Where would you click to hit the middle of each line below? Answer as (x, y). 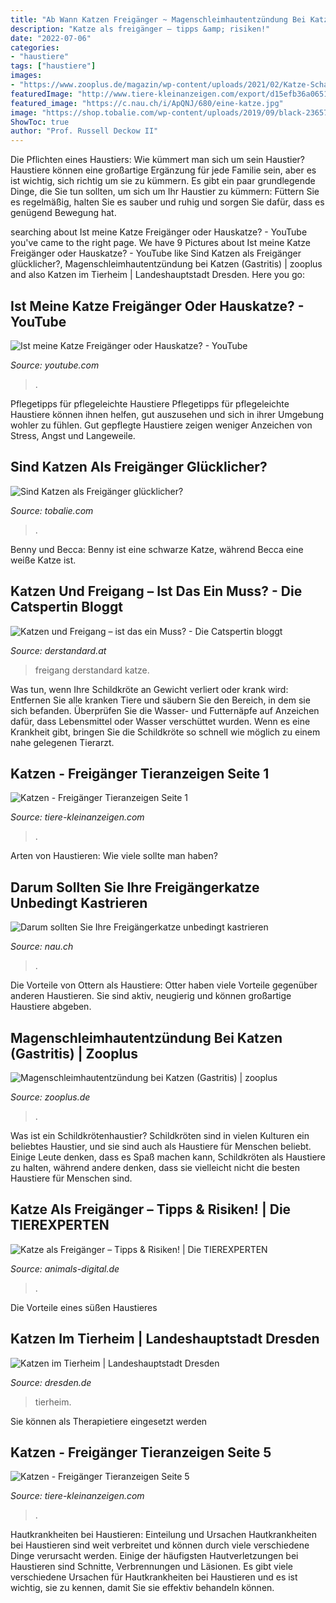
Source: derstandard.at (58, 650)
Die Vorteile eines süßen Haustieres (84, 1307)
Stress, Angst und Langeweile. (73, 435)
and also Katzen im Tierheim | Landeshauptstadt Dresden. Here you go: (158, 275)
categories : (35, 47)
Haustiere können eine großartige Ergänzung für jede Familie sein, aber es (163, 170)
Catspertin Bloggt (66, 607)
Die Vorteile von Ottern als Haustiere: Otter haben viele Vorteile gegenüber (164, 985)
